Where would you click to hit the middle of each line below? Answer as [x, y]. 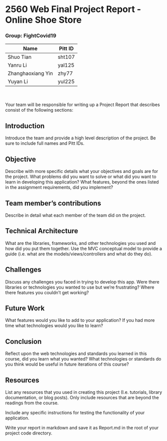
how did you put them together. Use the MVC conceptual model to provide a [84, 248]
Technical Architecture [42, 231]
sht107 [66, 57]
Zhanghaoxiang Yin [30, 73]
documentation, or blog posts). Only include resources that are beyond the [82, 397]
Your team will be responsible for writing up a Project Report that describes [82, 105]
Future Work [25, 308]
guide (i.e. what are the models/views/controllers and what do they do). [79, 254]
